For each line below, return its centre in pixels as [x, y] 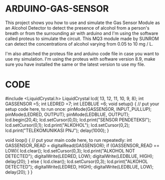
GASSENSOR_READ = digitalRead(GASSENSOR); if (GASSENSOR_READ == [82, 145]
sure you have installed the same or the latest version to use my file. [75, 64]
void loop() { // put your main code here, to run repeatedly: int [69, 140]
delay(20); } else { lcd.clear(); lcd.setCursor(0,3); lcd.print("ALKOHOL [77, 161]
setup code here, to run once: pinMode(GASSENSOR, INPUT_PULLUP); [78, 109]
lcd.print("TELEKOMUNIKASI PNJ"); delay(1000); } [57, 130]
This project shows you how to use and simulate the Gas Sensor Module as [82, 23]
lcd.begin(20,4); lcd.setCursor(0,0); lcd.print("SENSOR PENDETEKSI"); [78, 120]
